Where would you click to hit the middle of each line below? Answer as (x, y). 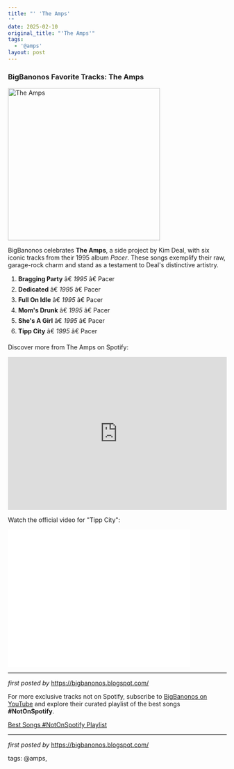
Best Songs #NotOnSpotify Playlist (57, 725)
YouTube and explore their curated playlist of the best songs (94, 704)
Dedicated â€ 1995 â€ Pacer (59, 290)
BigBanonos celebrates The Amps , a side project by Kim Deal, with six (109, 251)
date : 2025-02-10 (33, 26)
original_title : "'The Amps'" (52, 33)
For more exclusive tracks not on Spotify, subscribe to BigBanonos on (108, 697)
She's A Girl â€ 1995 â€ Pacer (61, 321)
